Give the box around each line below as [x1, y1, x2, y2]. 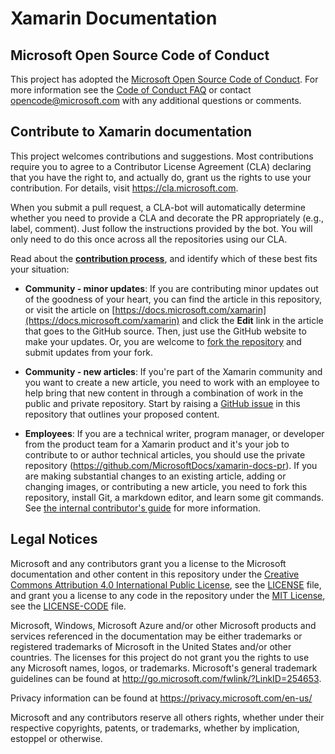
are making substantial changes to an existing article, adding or [24, 470, 287, 482]
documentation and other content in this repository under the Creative [10, 568, 300, 580]
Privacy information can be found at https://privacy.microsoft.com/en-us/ [10, 692, 313, 704]
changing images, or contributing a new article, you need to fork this [24, 480, 308, 492]
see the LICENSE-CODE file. [10, 600, 127, 612]
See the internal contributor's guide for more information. [24, 502, 261, 514]
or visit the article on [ [24, 303, 116, 316]
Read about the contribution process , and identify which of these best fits [10, 252, 318, 264]
